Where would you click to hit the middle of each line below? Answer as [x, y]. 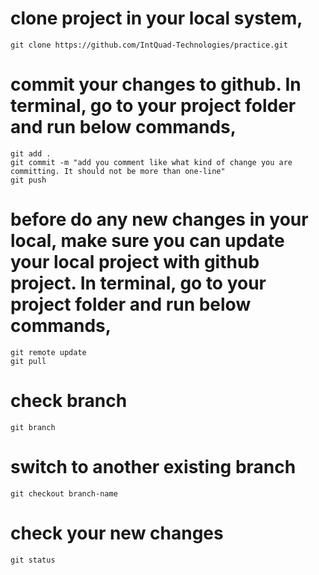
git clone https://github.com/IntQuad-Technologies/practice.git [149, 45]
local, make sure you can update [147, 241]
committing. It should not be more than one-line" [118, 171]
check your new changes [117, 533]
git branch [33, 427]
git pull [28, 361]
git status [33, 560]
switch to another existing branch [153, 466]
